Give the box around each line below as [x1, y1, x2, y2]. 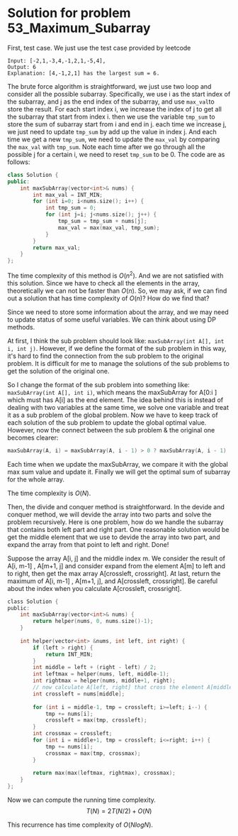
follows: [7, 158, 30, 166]
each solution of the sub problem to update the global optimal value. [7, 418, 207, 427]
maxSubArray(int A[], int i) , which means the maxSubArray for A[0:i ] [7, 388, 217, 396]
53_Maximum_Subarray [7, 20, 151, 36]
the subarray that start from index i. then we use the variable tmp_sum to [7, 112, 215, 121]
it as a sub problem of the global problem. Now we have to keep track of [7, 411, 218, 419]
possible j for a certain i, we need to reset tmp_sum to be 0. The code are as [7, 150, 225, 158]
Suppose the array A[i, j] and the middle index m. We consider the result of [7, 554, 225, 563]
